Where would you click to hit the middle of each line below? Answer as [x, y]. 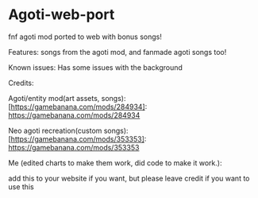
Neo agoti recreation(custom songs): [68, 130]
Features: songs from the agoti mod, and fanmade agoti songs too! [117, 52]
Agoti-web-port [62, 15]
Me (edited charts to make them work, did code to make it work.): [115, 163]
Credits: [21, 83]
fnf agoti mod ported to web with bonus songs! [85, 37]
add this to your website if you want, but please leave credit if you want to [129, 178]
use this [21, 186]
